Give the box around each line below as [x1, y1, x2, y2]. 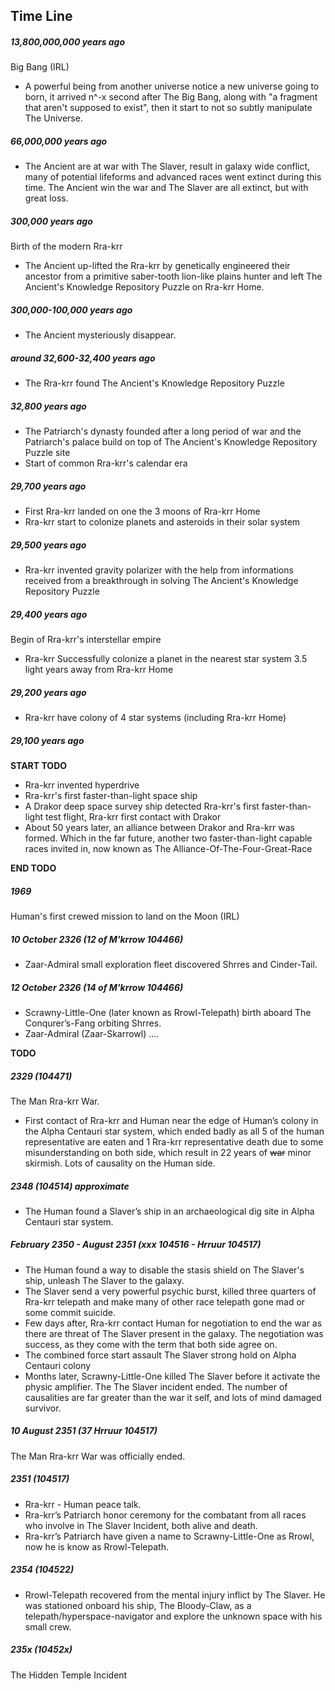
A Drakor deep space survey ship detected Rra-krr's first [24, 800, 260, 813]
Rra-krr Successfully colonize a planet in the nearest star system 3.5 [24, 653, 308, 665]
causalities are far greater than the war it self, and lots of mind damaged [24, 1391, 322, 1403]
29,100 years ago [10, 734, 85, 746]
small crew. [24, 1620, 72, 1633]
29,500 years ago [10, 539, 87, 551]
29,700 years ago [10, 480, 87, 492]
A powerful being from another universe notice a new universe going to [24, 80, 320, 93]
